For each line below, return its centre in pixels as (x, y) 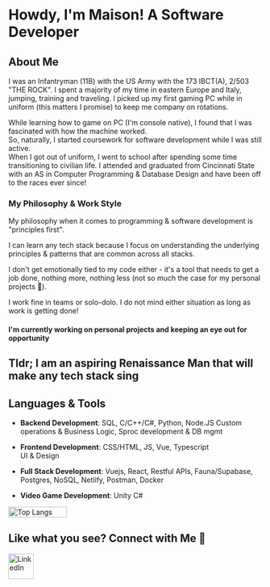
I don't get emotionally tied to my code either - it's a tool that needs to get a (134, 270)
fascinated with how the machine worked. (78, 131)
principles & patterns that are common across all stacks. (102, 254)
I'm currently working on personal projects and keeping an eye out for (128, 329)
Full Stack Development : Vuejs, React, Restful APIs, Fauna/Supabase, (136, 472)
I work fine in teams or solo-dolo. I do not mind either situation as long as (130, 302)
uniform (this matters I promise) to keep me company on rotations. (118, 107)
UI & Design (39, 456)
